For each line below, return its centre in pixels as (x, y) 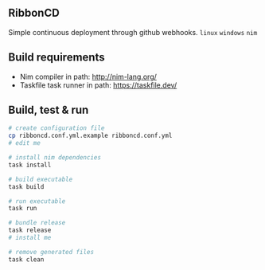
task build (26, 186)
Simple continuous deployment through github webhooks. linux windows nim (133, 32)
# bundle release (37, 223)
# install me (30, 238)
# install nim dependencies (55, 158)
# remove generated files (51, 252)
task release (30, 230)
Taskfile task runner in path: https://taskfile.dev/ (98, 85)
